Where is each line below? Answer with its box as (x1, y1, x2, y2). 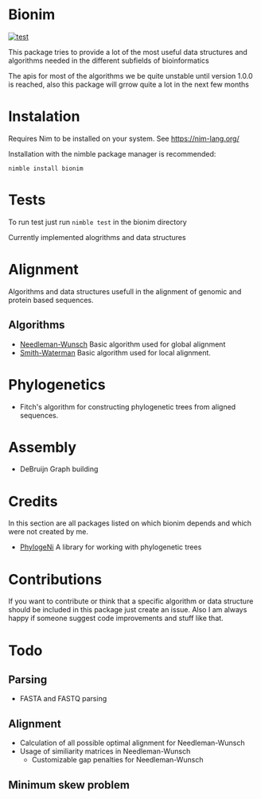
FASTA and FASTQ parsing (19, 694, 107, 704)
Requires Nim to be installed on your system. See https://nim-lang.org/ (8, 134, 240, 143)
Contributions (8, 570, 102, 588)
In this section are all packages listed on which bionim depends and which (8, 518, 252, 528)
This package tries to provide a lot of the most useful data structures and (8, 47, 248, 56)
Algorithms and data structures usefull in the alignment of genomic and (8, 286, 242, 296)
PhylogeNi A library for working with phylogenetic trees (19, 542, 202, 552)
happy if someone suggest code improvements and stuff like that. (8, 614, 224, 623)
